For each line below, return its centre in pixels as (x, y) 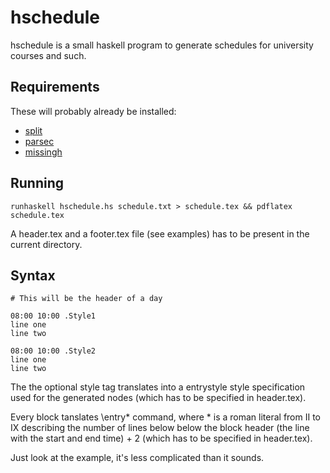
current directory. (46, 244)
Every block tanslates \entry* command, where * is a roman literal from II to (165, 417)
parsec (39, 141)
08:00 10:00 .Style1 (53, 316)
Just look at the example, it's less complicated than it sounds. (137, 458)
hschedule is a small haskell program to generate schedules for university (162, 45)
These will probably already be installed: (93, 111)
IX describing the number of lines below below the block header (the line (160, 428)
